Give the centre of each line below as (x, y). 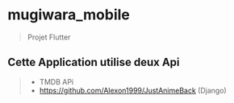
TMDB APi (56, 81)
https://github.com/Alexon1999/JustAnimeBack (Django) (133, 90)
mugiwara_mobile (69, 15)
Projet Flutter (49, 37)
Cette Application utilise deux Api (94, 62)
